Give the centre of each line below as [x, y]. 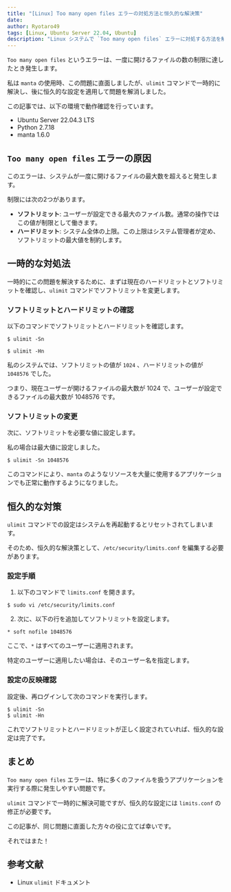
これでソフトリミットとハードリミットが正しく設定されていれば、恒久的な [112, 729]
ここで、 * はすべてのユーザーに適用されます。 [72, 646]
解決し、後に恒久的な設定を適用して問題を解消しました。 [88, 92]
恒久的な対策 [34, 507]
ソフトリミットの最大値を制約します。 [71, 239]
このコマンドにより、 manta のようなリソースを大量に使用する [94, 474]
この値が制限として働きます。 [59, 222]
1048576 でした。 [31, 374]
